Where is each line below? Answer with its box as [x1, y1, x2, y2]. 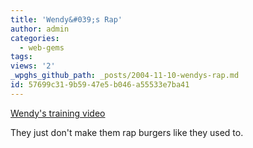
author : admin [10, 24, 70, 34]
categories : [10, 33, 60, 43]
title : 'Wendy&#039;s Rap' [10, 14, 123, 25]
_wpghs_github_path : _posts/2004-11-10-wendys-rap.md [10, 71, 240, 81]
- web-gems [19, 42, 65, 53]
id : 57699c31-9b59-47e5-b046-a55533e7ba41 [10, 80, 190, 90]
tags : [10, 52, 33, 62]
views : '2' [10, 61, 56, 71]
